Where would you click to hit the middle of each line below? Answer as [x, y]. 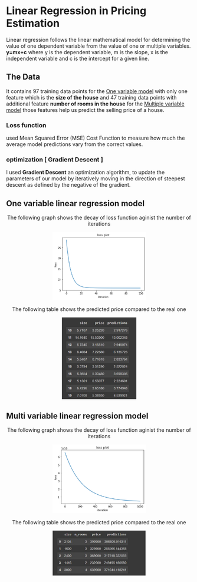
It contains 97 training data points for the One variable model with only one [97, 91]
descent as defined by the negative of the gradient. [68, 185]
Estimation [33, 23]
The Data [23, 77]
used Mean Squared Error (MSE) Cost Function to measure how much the [96, 138]
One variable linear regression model [75, 204]
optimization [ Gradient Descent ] [55, 159]
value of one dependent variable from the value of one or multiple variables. [98, 46]
